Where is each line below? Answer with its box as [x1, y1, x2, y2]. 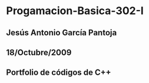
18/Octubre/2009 [6, 47, 72, 57]
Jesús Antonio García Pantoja [6, 28, 117, 38]
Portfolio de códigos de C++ [6, 68, 111, 78]
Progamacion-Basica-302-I [6, 4, 144, 18]
